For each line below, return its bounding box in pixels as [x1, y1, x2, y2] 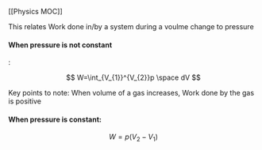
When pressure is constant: [8, 114, 102, 124]
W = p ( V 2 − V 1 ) [108, 132, 159, 144]
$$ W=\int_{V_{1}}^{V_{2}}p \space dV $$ [66, 73, 201, 82]
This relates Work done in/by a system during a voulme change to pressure [8, 22, 254, 31]
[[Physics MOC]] [8, 7, 63, 16]
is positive [8, 96, 42, 106]
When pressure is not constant [8, 39, 113, 50]
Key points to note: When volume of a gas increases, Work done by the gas [8, 88, 255, 98]
